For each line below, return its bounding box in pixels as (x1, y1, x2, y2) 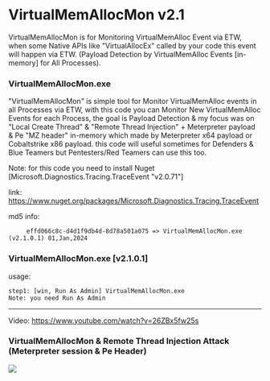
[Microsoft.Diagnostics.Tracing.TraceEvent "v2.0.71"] (8, 172, 184, 182)
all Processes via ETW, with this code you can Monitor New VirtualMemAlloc (8, 105, 261, 114)
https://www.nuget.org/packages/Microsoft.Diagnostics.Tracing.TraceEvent (8, 196, 260, 206)
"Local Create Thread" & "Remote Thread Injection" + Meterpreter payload (8, 122, 256, 132)
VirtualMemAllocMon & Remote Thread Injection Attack (8, 336, 230, 347)
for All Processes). (39, 58, 102, 68)
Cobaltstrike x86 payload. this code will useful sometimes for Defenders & (8, 139, 254, 149)
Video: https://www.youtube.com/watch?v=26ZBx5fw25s (8, 316, 199, 325)
